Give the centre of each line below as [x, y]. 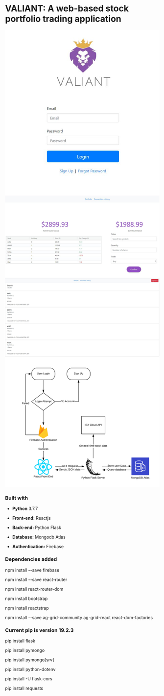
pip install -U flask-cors [29, 679]
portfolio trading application [63, 19]
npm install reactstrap [27, 608]
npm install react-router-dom [34, 589]
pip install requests [24, 688]
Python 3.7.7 [25, 509]
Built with [17, 498]
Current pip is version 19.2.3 [39, 630]
